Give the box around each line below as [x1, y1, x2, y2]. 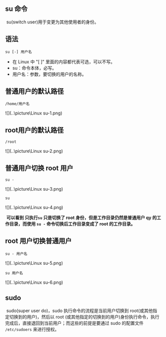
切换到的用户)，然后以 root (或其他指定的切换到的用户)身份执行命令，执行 [9, 314, 160, 320]
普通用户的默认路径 [5, 87, 64, 96]
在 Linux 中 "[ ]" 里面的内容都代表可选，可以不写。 [12, 59, 115, 65]
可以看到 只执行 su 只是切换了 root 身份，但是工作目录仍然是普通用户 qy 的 [6, 215, 157, 221]
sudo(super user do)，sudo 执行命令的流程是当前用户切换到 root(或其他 [6, 308, 153, 314]
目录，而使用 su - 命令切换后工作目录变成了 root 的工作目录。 [9, 221, 135, 227]
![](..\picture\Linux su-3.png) [5, 186, 63, 192]
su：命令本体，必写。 [12, 65, 57, 71]
